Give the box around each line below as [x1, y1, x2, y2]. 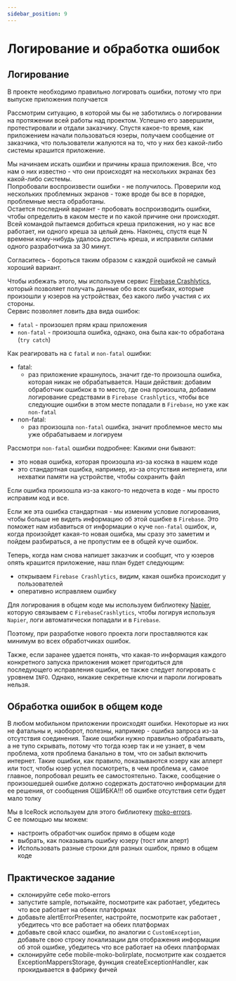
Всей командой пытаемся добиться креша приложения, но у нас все [7, 219, 216, 228]
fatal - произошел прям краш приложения [17, 320, 147, 328]
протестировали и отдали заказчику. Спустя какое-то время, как [7, 123, 204, 132]
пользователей [17, 579, 63, 588]
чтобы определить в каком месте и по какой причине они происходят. [7, 212, 220, 221]
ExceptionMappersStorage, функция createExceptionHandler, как [17, 958, 209, 966]
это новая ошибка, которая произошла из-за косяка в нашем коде [17, 457, 218, 466]
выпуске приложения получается [7, 94, 108, 103]
